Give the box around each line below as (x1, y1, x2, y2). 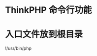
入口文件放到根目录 (5, 29, 83, 40)
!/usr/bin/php (5, 45, 32, 52)
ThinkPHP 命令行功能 (5, 4, 92, 16)
